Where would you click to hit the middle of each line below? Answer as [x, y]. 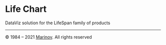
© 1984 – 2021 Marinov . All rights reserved [49, 37]
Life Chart [26, 9]
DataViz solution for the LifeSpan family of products [58, 23]
